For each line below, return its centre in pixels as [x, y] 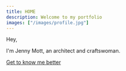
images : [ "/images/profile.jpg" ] [48, 22]
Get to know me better [34, 62]
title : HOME [21, 12]
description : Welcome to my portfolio [54, 17]
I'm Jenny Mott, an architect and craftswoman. [63, 51]
